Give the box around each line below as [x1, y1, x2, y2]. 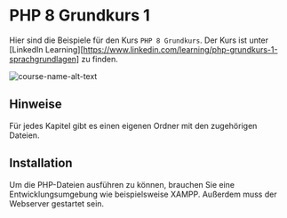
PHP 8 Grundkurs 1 [9, 5, 151, 26]
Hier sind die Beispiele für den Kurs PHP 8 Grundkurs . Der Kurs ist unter [9, 35, 269, 45]
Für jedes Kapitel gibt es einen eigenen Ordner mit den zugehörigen [9, 120, 258, 131]
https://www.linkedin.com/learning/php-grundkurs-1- [83, 44, 278, 54]
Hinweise [9, 97, 62, 112]
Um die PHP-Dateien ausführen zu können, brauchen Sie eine [9, 179, 235, 190]
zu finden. [81, 53, 118, 64]
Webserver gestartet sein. [9, 198, 105, 209]
